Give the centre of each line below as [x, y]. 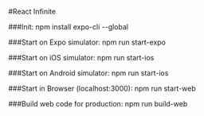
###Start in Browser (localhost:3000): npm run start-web [102, 88]
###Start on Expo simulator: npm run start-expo [87, 42]
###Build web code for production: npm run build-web [98, 104]
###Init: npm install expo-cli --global [69, 27]
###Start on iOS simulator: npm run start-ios [81, 58]
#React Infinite [32, 12]
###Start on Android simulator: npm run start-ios [88, 73]
